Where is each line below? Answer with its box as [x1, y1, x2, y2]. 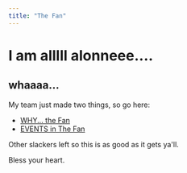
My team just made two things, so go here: [8, 100, 151, 109]
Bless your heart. [8, 154, 65, 165]
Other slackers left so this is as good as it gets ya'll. [8, 139, 179, 149]
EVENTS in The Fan [19, 124, 85, 134]
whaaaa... [8, 78, 60, 93]
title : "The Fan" [8, 11, 67, 20]
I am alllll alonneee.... [8, 46, 154, 64]
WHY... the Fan [19, 115, 71, 125]
